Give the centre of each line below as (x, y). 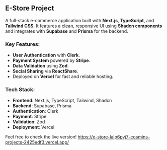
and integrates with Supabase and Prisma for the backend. (67, 31)
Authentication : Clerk (35, 111)
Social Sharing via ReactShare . (45, 71)
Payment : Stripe (29, 117)
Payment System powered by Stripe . (51, 60)
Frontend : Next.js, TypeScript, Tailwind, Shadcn (62, 101)
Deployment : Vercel (33, 127)
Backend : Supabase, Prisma (42, 106)
